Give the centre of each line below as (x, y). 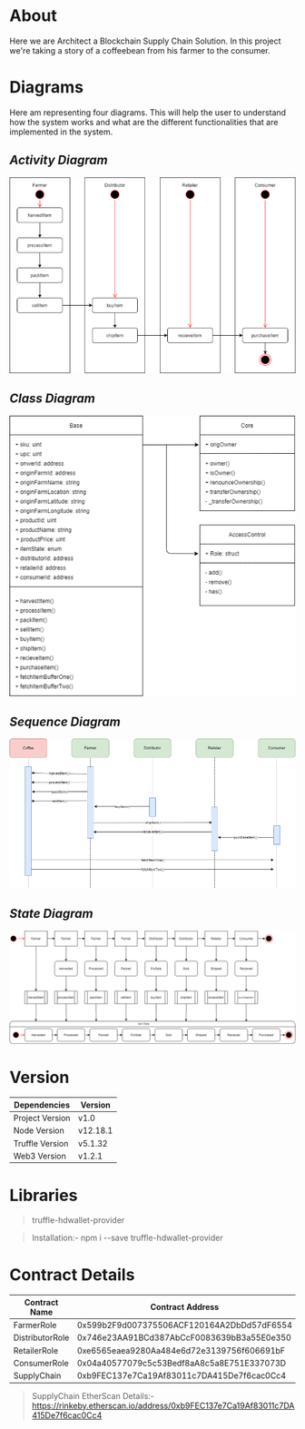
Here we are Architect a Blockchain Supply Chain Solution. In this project (145, 41)
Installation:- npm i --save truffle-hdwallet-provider (128, 1238)
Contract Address (185, 1307)
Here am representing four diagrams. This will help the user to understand (148, 112)
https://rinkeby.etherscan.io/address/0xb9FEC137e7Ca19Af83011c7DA (163, 1405)
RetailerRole (36, 1350)
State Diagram (51, 914)
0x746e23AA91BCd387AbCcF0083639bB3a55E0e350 (184, 1338)
